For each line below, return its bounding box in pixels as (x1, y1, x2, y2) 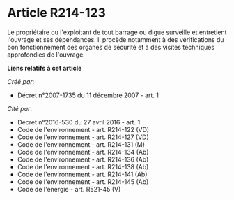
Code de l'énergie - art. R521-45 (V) (17, 185, 121, 193)
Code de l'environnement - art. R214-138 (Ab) (17, 162, 149, 171)
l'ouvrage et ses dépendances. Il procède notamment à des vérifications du (7, 35, 224, 43)
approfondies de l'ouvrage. (7, 50, 85, 59)
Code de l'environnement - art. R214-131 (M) (17, 140, 145, 148)
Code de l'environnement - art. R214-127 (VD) (17, 133, 150, 141)
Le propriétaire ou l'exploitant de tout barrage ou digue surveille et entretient (7, 28, 227, 36)
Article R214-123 (7, 5, 106, 21)
